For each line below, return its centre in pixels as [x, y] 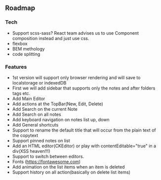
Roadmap [20, 8]
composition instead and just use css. [51, 38]
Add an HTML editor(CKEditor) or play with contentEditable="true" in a [84, 146]
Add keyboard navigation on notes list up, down [61, 119]
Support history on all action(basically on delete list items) [71, 172]
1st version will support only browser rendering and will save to [76, 77]
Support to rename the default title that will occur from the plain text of [84, 130]
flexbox [20, 44]
